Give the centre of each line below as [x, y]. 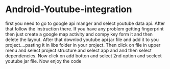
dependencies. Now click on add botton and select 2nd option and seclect [83, 56]
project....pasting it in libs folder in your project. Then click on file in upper [83, 45]
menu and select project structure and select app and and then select [79, 50]
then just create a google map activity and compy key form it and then [79, 34]
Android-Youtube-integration [69, 9]
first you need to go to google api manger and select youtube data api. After [85, 23]
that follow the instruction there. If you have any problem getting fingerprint [84, 28]
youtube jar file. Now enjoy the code [43, 61]
